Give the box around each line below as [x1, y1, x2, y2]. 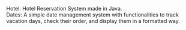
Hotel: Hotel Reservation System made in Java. [6, 5, 122, 12]
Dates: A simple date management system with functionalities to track [6, 11, 179, 18]
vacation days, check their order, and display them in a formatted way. [6, 18, 180, 24]
